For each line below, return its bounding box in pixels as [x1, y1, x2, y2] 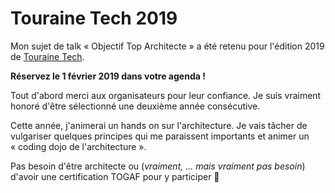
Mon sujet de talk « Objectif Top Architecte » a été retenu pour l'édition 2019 [10, 40, 325, 52]
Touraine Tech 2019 [10, 7, 178, 30]
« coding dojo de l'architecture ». [10, 140, 147, 152]
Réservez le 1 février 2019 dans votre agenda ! [10, 70, 206, 82]
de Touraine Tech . [10, 50, 85, 62]
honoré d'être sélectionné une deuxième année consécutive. [10, 100, 261, 112]
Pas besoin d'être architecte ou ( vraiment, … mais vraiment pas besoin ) [10, 160, 306, 172]
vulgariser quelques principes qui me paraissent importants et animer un [10, 130, 310, 142]
